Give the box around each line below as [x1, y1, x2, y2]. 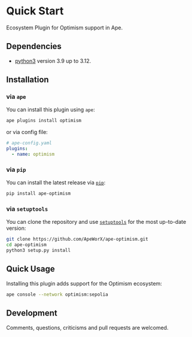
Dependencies [6, 41, 62, 51]
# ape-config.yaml [6, 140, 52, 146]
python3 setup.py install [6, 247, 71, 254]
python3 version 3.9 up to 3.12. [14, 57, 92, 64]
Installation [6, 75, 49, 85]
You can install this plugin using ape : [6, 106, 95, 113]
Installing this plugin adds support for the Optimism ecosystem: [6, 280, 163, 287]
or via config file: [6, 129, 48, 136]
